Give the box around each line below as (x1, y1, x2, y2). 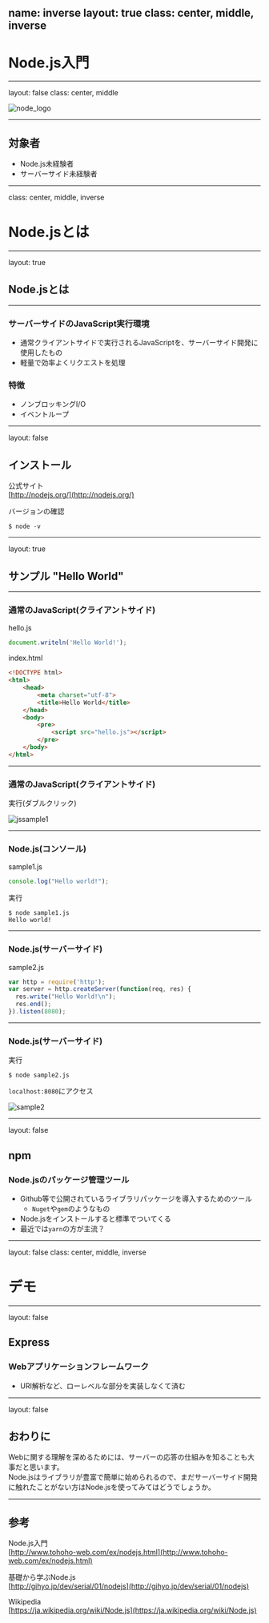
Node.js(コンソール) (8, 844, 86, 854)
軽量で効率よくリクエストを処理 (19, 358, 126, 368)
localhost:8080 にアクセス (8, 1086, 94, 1096)
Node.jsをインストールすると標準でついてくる (19, 1214, 171, 1223)
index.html (8, 653, 43, 663)
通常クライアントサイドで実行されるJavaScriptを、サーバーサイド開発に (19, 338, 259, 348)
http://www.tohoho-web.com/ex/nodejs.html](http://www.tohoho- (10, 1548, 228, 1557)
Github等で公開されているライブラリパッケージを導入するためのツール (19, 1194, 252, 1203)
